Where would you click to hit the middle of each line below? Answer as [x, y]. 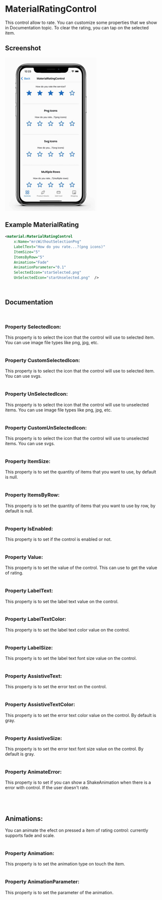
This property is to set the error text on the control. [56, 687]
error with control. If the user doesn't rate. [47, 788]
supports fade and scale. [30, 836]
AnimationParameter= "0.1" [40, 267]
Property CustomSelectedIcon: [43, 361]
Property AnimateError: [33, 772]
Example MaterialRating [42, 225]
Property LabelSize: [29, 648]
